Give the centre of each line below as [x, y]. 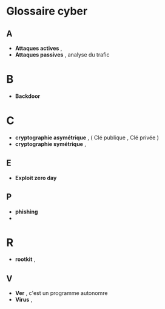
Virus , [24, 300]
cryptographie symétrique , [51, 144]
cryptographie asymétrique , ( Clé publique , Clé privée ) [87, 137]
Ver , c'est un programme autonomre [61, 293]
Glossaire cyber [47, 11]
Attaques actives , [39, 48]
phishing [26, 212]
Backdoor [28, 96]
